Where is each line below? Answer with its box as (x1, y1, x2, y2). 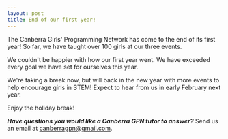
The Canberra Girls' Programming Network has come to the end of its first (7, 35, 216, 43)
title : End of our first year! (7, 16, 96, 23)
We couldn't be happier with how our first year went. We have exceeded (7, 55, 210, 63)
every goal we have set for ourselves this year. (7, 63, 139, 71)
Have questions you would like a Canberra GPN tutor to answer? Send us (7, 117, 218, 125)
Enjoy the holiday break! (7, 104, 75, 112)
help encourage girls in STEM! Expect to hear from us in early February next (7, 83, 221, 91)
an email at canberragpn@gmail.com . (7, 124, 113, 132)
